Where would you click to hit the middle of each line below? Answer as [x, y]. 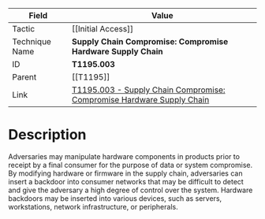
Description [47, 135]
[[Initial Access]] [103, 29]
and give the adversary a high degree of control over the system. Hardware [131, 190]
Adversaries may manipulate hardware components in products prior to [124, 156]
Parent [24, 77]
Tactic [24, 29]
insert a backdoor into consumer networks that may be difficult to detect [126, 181]
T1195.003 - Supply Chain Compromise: [149, 90]
